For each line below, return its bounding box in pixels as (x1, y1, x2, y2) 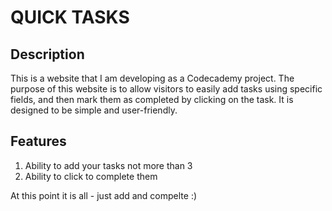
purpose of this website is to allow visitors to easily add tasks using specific (10, 83, 323, 95)
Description (10, 46, 85, 63)
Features (10, 133, 67, 150)
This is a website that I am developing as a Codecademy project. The (10, 72, 295, 84)
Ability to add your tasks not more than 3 (24, 159, 193, 171)
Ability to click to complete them (24, 170, 158, 182)
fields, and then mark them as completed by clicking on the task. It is (10, 94, 294, 105)
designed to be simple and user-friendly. (10, 104, 178, 116)
